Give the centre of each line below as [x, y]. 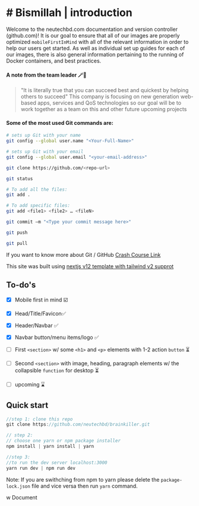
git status [20, 178]
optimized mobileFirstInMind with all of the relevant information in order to [97, 42]
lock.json [18, 486]
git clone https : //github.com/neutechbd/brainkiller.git [78, 425]
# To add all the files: [37, 189]
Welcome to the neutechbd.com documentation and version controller [92, 29]
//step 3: [18, 457]
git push [17, 232]
